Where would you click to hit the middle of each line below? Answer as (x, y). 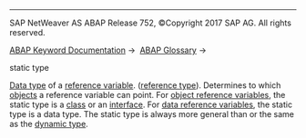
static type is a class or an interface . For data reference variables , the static (151, 104)
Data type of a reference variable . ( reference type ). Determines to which (145, 85)
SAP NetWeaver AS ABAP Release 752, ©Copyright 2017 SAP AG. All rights (150, 23)
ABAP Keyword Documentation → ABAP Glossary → (108, 50)
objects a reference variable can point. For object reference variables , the (148, 95)
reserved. (27, 32)
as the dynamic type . (49, 124)
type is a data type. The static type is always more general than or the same (152, 114)
